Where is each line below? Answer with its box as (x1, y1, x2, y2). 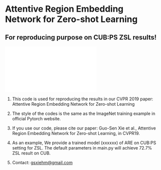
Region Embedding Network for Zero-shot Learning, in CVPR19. (12, 131, 140, 136)
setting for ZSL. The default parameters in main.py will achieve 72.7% (12, 145, 152, 151)
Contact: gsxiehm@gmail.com (12, 160, 73, 165)
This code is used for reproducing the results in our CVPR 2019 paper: (12, 96, 154, 102)
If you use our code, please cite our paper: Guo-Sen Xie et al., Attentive (12, 125, 156, 131)
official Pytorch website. (12, 116, 61, 121)
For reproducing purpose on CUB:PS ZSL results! (5, 33, 157, 41)
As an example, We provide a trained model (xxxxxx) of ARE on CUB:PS (12, 140, 156, 146)
